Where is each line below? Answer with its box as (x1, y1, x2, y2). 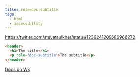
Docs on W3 (5, 66, 30, 72)
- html (9, 16, 23, 21)
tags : (5, 12, 16, 17)
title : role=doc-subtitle (5, 7, 58, 12)
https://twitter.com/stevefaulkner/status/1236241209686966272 (5, 34, 136, 40)
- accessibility (9, 21, 43, 26)
